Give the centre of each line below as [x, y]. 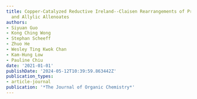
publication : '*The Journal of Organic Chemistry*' [70, 87]
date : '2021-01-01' [30, 66]
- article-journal [28, 82]
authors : [17, 22]
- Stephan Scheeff [28, 38]
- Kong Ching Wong [28, 33]
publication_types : [30, 76]
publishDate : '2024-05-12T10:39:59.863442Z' [61, 71]
